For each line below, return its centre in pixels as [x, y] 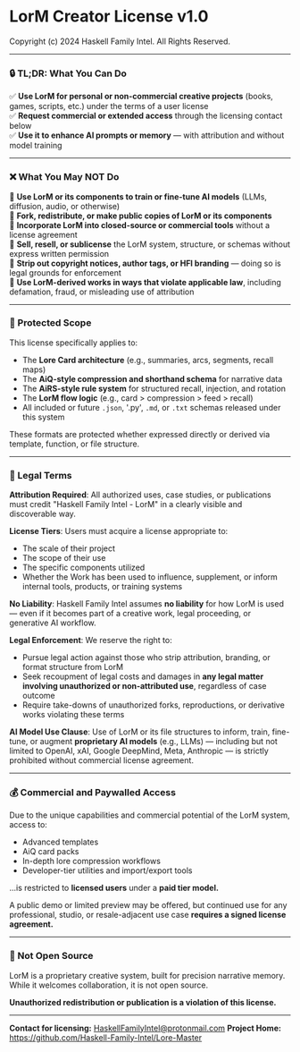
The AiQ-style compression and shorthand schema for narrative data [152, 378]
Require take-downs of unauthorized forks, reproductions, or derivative [154, 705]
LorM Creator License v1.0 [109, 17]
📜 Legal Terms [41, 475]
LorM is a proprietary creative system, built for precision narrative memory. [147, 975]
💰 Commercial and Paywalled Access [93, 793]
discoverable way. [42, 514]
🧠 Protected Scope [50, 323]
